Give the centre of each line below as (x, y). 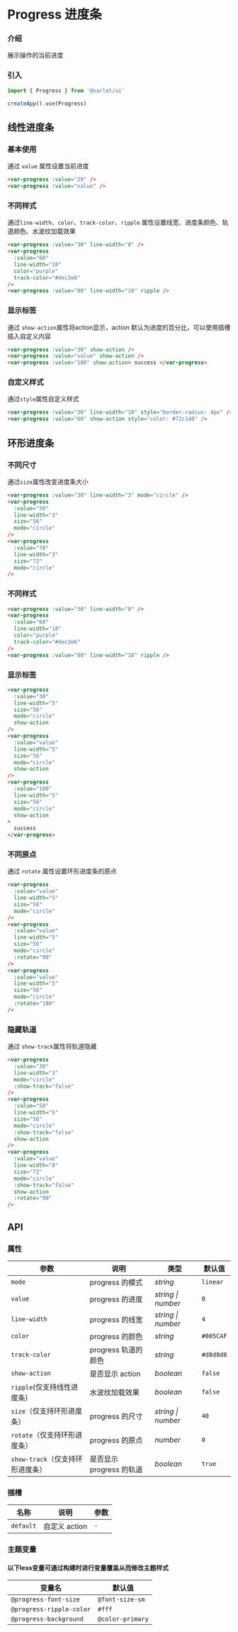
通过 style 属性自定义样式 (43, 399)
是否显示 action (115, 1374)
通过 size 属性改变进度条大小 (48, 481)
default (24, 1526)
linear (212, 1282)
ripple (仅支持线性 (41, 1386)
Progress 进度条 (55, 15)
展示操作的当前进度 (35, 55)
